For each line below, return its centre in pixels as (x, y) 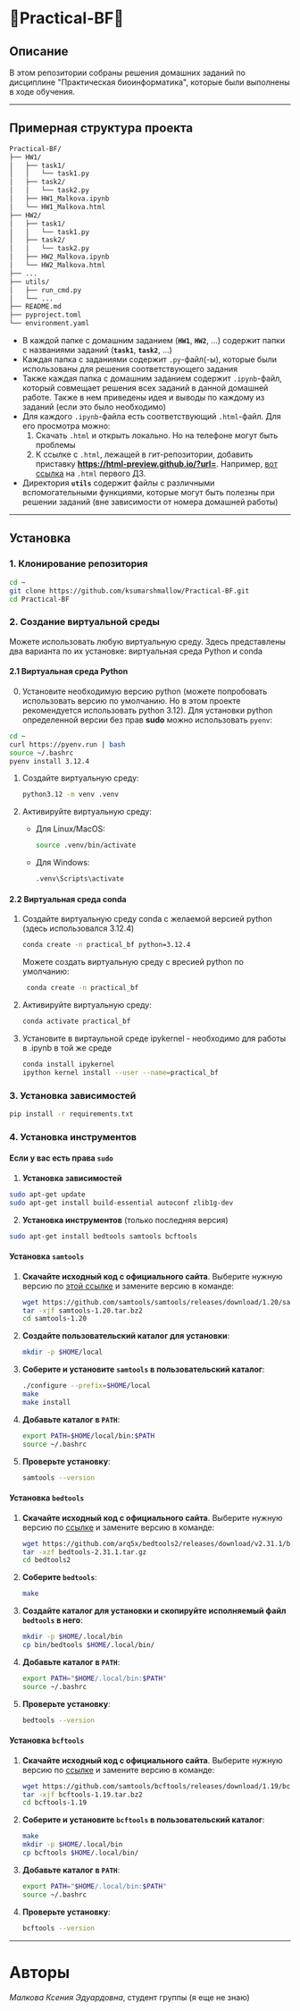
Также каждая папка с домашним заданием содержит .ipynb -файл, (152, 378)
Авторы (40, 1972)
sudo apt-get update (48, 1194)
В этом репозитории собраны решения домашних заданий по (127, 72)
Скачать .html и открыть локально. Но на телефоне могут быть (157, 435)
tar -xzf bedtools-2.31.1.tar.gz (84, 1552)
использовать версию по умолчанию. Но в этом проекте (131, 700)
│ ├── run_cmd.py (46, 290)
